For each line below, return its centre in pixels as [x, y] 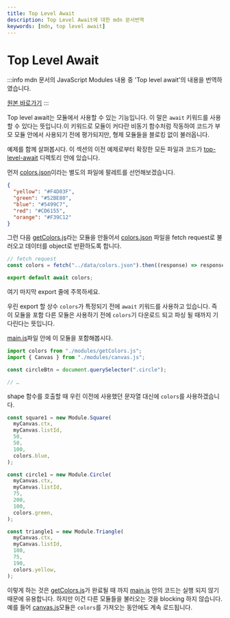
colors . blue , [32, 456]
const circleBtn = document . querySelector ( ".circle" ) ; [87, 370]
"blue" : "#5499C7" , [41, 204]
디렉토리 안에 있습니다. [70, 158]
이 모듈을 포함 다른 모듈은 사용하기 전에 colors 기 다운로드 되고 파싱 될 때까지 [109, 315]
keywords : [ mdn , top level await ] [56, 26]
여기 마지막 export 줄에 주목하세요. [54, 292]
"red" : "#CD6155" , [40, 211]
